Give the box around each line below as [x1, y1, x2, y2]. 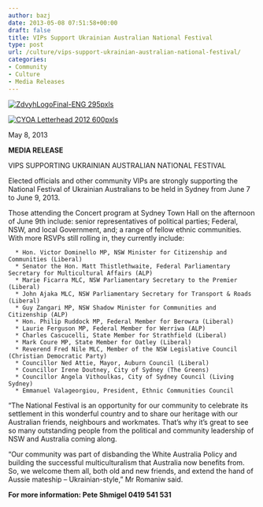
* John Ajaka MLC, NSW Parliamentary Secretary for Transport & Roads [15, 290, 252, 298]
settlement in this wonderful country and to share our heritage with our [8, 408, 239, 419]
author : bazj [8, 11, 51, 20]
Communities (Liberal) [8, 255, 83, 263]
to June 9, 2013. [8, 193, 61, 202]
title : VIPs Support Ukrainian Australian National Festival [8, 33, 213, 42]
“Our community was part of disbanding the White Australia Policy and [8, 449, 238, 459]
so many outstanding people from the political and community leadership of [8, 426, 254, 435]
